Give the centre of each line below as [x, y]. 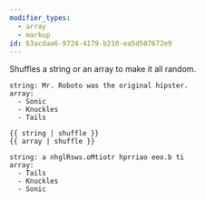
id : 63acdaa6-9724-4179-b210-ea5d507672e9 [91, 43]
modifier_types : [40, 18]
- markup [34, 35]
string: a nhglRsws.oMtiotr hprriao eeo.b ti [97, 157]
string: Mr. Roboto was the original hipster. [99, 86]
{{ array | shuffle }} [52, 142]
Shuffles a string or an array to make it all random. [103, 69]
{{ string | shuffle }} [54, 134]
